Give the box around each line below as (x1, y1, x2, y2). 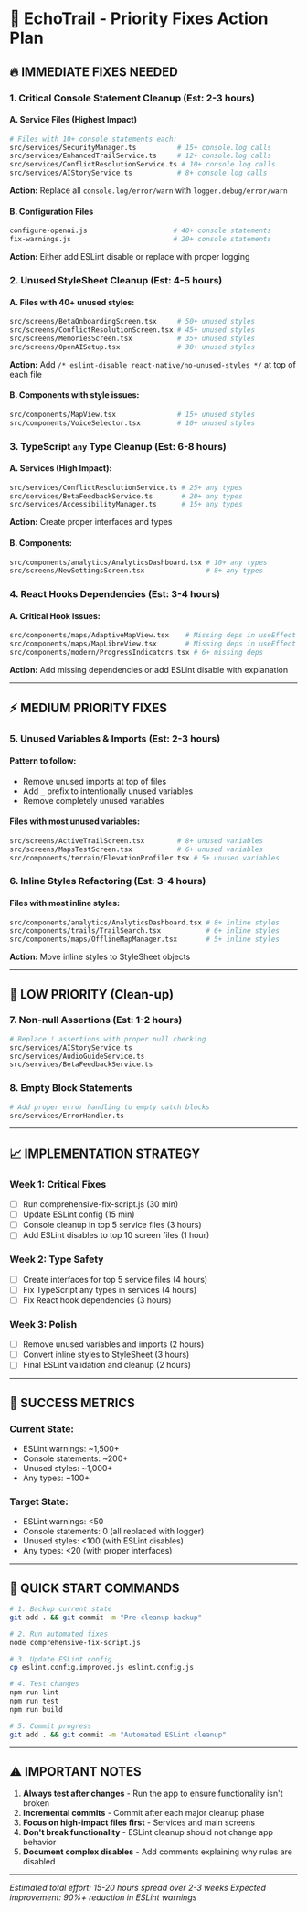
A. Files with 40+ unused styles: (9, 296, 135, 307)
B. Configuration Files (9, 206, 94, 217)
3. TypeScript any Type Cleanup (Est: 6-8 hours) (9, 440, 227, 453)
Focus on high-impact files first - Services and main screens (22, 1817, 256, 1828)
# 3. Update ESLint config (9, 1654, 112, 1663)
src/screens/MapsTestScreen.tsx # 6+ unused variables (9, 845, 263, 854)
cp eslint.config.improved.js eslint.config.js (9, 1663, 195, 1672)
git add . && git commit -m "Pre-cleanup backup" (9, 1613, 203, 1622)
